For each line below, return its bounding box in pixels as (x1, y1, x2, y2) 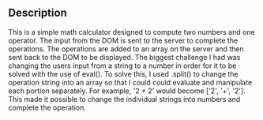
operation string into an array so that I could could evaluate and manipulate (8, 77, 253, 87)
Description (8, 6, 67, 20)
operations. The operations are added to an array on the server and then (8, 43, 245, 54)
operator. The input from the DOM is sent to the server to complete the (8, 36, 239, 45)
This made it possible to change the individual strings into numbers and (8, 94, 241, 103)
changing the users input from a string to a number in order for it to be (8, 61, 237, 70)
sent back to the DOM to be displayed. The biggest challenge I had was (8, 52, 241, 62)
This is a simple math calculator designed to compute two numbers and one (8, 27, 255, 36)
